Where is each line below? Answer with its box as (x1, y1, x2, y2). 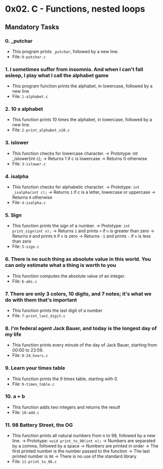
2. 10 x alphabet (5, 106, 43, 113)
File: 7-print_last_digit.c (12, 312, 66, 318)
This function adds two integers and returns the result (12, 404, 121, 410)
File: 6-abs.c (12, 278, 37, 284)
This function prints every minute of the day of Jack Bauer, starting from (12, 342, 157, 348)
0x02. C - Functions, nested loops (5, 3, 145, 15)
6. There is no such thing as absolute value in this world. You (5, 256, 151, 263)
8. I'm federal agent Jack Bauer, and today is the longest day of (5, 325, 157, 331)
